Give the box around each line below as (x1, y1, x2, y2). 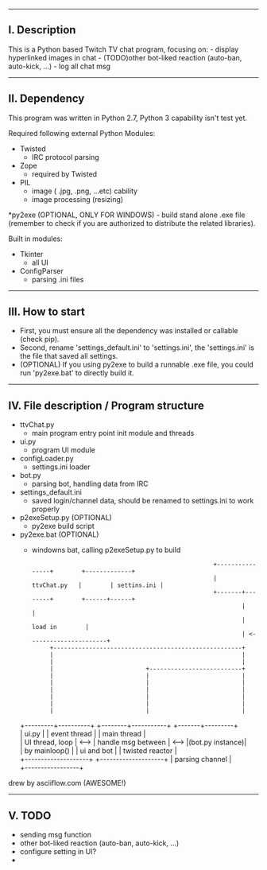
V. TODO (8, 809, 52, 822)
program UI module (31, 445, 95, 455)
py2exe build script (31, 522, 95, 531)
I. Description (8, 23, 76, 37)
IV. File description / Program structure (8, 398, 205, 412)
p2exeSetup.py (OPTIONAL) (19, 513, 113, 522)
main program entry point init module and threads (31, 429, 195, 438)
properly (31, 504, 60, 514)
